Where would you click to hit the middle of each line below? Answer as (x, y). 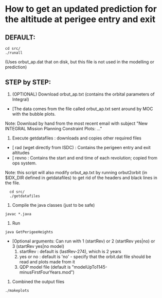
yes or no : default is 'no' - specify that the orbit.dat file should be (85, 257)
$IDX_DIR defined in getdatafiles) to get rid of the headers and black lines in (81, 178)
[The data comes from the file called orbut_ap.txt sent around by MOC (82, 109)
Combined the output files (38, 281)
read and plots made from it (47, 261)
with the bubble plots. (34, 114)
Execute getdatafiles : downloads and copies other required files (77, 138)
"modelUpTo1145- (90, 267)
